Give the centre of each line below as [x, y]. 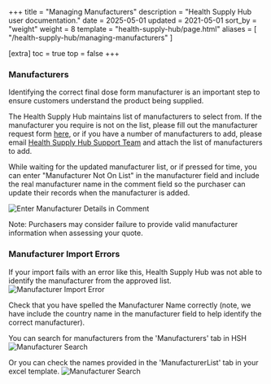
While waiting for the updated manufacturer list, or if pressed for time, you [133, 167]
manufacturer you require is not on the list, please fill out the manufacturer [133, 125]
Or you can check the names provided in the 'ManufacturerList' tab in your [133, 362]
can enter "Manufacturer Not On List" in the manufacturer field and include [134, 176]
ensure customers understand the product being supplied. [106, 101]
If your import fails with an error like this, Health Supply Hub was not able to [135, 272]
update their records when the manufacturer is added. [99, 193]
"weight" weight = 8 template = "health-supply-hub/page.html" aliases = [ [133, 29]
